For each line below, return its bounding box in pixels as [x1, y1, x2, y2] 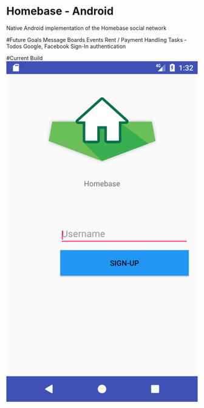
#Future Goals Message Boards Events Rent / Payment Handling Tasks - [6, 36, 187, 43]
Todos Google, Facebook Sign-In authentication [6, 43, 126, 50]
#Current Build [6, 54, 43, 61]
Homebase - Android [6, 4, 114, 18]
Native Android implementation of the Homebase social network [6, 24, 167, 32]
